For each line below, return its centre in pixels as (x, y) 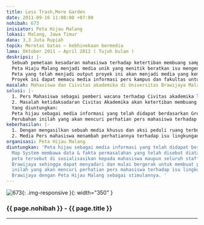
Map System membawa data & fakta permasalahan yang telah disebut (97, 153)
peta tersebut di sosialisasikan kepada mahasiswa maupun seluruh (97, 158)
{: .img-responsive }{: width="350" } (68, 193)
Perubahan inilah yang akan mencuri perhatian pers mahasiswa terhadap (104, 119)
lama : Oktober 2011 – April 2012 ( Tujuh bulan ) (70, 52)
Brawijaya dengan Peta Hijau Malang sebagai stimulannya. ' (89, 176)
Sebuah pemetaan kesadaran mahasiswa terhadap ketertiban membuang (99, 62)
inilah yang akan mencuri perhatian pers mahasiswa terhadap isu (96, 170)
